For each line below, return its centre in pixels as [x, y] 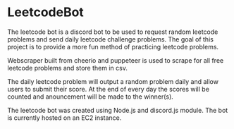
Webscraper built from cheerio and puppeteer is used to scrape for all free [116, 60]
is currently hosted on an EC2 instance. [64, 118]
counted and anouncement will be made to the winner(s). [91, 97]
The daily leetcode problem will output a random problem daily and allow [113, 81]
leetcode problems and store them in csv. [68, 68]
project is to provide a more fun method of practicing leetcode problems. [113, 47]
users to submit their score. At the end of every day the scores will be [109, 89]
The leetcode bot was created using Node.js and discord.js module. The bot [118, 110]
